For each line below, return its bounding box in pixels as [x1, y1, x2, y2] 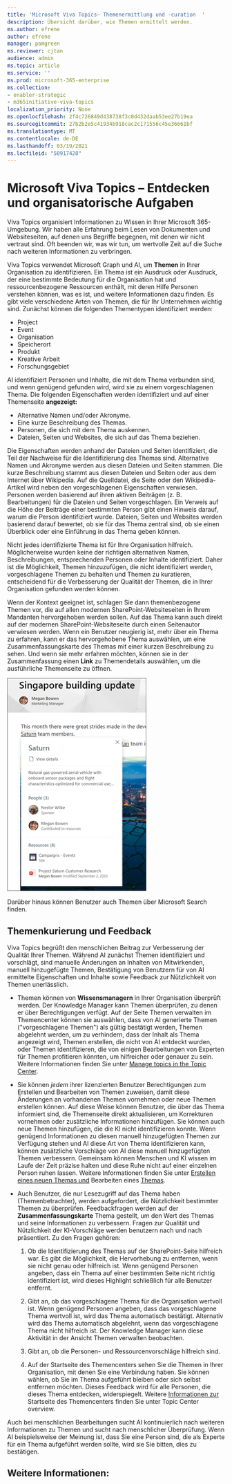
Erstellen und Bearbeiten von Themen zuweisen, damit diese [17, 1088, 190, 1096]
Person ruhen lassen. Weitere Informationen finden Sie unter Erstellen [17, 1169, 216, 1177]
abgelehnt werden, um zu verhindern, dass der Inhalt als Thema [17, 1030, 200, 1039]
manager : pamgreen [7, 40, 60, 48]
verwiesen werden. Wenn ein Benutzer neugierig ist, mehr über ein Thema [7, 628, 219, 636]
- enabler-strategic [7, 91, 67, 98]
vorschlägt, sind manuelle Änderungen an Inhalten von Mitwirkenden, [7, 958, 205, 966]
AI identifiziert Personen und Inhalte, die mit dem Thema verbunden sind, [7, 375, 215, 384]
